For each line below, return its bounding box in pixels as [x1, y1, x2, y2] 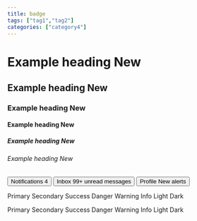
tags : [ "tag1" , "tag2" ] [7, 17, 74, 24]
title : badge [7, 10, 46, 18]
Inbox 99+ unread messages [56, 178, 132, 186]
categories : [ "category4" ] [7, 23, 87, 30]
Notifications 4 [11, 178, 48, 186]
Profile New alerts [140, 178, 186, 186]
